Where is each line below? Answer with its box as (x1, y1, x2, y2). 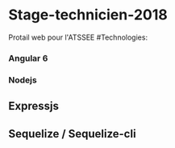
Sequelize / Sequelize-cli (8, 127, 136, 141)
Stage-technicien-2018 (8, 6, 168, 24)
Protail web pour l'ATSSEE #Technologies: (8, 32, 148, 42)
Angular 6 (8, 53, 48, 64)
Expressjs (8, 99, 59, 113)
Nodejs (8, 74, 38, 86)
